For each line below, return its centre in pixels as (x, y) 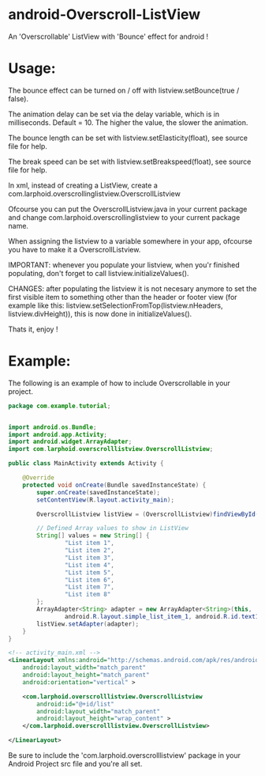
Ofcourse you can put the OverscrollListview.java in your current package (128, 209)
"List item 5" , (89, 572)
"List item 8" (88, 595)
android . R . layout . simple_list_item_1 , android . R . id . (153, 616)
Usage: (32, 68)
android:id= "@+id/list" (75, 704)
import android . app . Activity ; (58, 434)
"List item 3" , (89, 558)
